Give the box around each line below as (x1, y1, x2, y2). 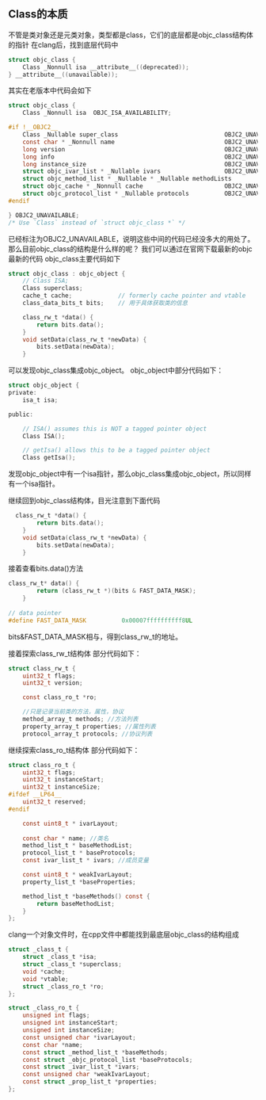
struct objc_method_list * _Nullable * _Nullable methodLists (22, 175, 232, 183)
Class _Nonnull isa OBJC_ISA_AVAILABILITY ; (22, 109, 172, 117)
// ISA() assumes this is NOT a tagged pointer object (22, 425, 207, 433)
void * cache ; (22, 968, 66, 976)
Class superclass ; (22, 285, 83, 292)
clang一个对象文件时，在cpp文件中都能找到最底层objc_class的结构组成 (8, 930, 240, 939)
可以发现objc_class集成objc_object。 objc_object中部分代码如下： (8, 365, 224, 375)
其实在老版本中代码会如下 (8, 86, 92, 95)
